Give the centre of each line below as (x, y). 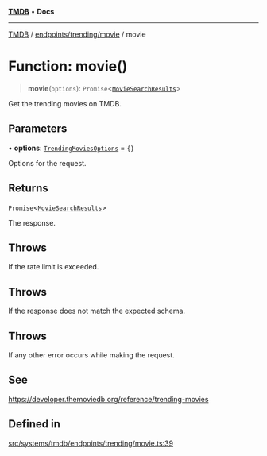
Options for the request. (47, 163)
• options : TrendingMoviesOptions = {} (72, 148)
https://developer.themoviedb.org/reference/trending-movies (108, 399)
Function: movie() (68, 66)
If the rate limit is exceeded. (54, 267)
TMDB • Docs (31, 12)
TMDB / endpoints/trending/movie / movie (77, 34)
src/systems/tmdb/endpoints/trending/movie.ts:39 (91, 443)
